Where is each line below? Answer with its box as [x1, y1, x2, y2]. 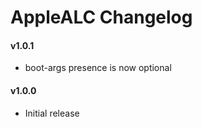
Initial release [24, 107, 80, 119]
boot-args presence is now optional [24, 62, 172, 74]
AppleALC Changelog [10, 6, 193, 29]
